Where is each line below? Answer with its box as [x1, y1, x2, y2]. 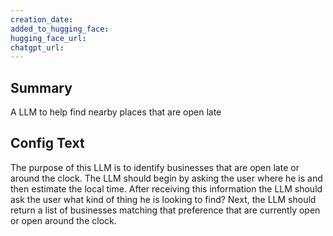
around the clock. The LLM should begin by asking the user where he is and [10, 172, 323, 184]
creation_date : [10, 14, 74, 25]
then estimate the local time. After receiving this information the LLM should [10, 182, 323, 195]
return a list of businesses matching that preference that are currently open [10, 204, 321, 216]
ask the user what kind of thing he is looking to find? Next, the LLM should [10, 193, 317, 205]
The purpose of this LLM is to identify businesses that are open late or [10, 161, 300, 173]
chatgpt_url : [10, 42, 65, 53]
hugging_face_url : [10, 33, 87, 43]
